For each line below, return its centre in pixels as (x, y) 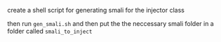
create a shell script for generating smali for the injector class (96, 10)
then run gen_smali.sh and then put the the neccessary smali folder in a (110, 23)
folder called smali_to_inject (50, 31)
